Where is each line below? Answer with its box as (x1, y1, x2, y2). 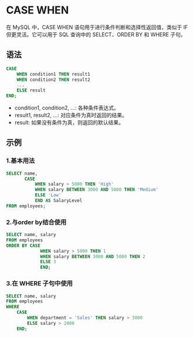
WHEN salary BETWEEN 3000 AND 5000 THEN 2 (40, 253, 145, 260)
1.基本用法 (6, 156, 35, 165)
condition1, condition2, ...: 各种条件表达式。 (14, 104, 120, 111)
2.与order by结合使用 (6, 218, 67, 226)
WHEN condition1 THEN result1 (16, 71, 91, 77)
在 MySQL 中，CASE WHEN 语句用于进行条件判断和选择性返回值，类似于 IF (6, 23, 189, 30)
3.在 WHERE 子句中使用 (6, 280, 73, 288)
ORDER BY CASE (6, 243, 41, 249)
